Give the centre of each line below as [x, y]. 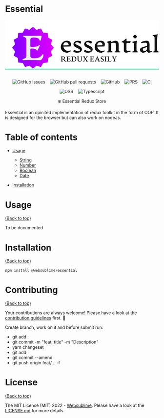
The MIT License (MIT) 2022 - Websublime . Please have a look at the [75, 405]
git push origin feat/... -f [36, 363]
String [25, 160]
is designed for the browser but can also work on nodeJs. [63, 118]
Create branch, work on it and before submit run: [54, 327]
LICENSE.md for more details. [35, 411]
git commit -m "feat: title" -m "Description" [55, 342]
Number [28, 165]
